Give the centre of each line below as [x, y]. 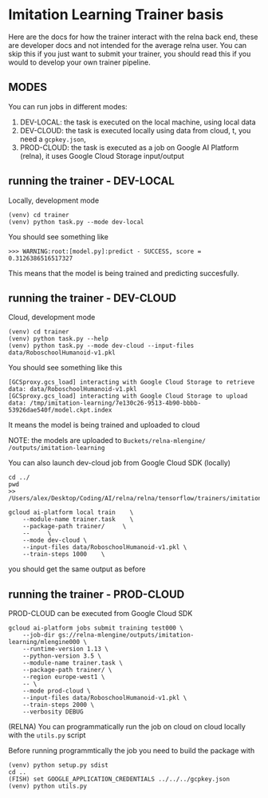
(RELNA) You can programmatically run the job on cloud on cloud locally [127, 727]
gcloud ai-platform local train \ [71, 512]
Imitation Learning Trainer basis [116, 15]
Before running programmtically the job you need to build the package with [132, 751]
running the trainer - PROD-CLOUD [97, 594]
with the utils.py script [47, 735]
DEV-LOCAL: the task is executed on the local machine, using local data [138, 122]
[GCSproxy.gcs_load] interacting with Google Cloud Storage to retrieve [132, 382]
